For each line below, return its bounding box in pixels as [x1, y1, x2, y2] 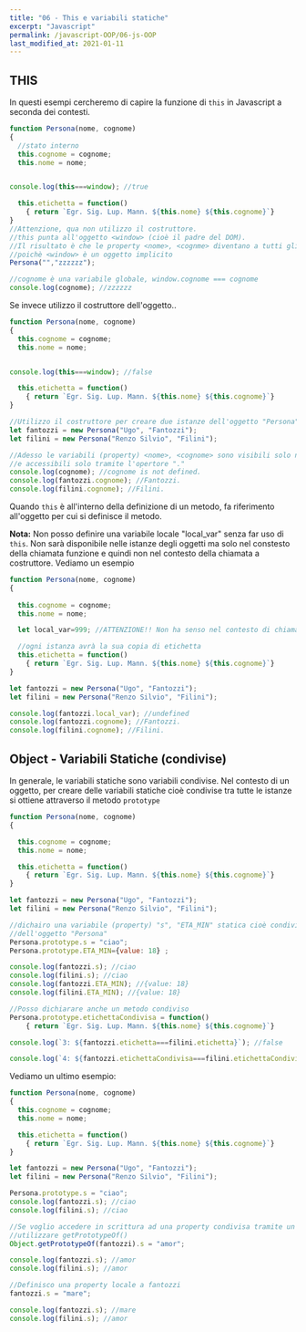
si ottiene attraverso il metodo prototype [9, 795, 161, 806]
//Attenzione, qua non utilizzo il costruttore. [9, 224, 198, 234]
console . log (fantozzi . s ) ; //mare [9, 1306, 137, 1315]
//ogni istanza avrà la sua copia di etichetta [17, 642, 202, 651]
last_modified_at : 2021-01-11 [9, 38, 125, 48]
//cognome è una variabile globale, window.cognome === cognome [9, 275, 259, 284]
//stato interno [17, 140, 79, 151]
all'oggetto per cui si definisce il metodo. [9, 511, 162, 522]
